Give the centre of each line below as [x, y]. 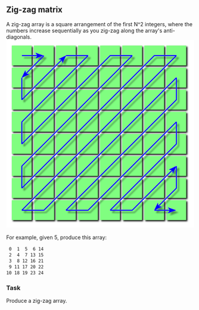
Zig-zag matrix [34, 10]
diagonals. [19, 37]
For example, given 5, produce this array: [57, 237]
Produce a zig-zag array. [37, 301]
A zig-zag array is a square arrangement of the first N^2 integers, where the [99, 24]
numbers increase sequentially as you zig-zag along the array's [84, 30]
